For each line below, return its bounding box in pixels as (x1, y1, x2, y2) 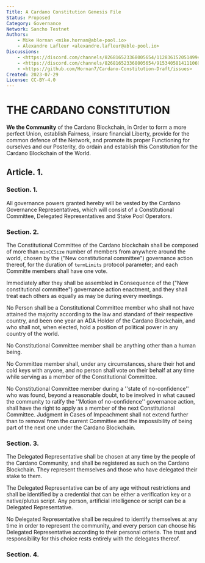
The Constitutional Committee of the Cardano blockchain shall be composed (6, 242, 198, 249)
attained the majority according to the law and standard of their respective (6, 311, 193, 318)
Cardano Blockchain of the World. (6, 150, 92, 157)
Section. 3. (6, 439, 40, 448)
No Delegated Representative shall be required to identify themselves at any (6, 515, 198, 523)
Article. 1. (6, 167, 43, 178)
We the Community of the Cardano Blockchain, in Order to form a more (6, 123, 187, 131)
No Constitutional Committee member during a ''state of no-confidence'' (6, 385, 189, 393)
